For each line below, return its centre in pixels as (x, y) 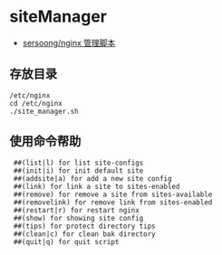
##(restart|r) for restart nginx (77, 210)
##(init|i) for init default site (78, 170)
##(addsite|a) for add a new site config (92, 178)
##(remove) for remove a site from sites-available (113, 194)
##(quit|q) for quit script (66, 241)
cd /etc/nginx (36, 103)
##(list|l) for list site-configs (78, 163)
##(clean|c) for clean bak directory (84, 234)
